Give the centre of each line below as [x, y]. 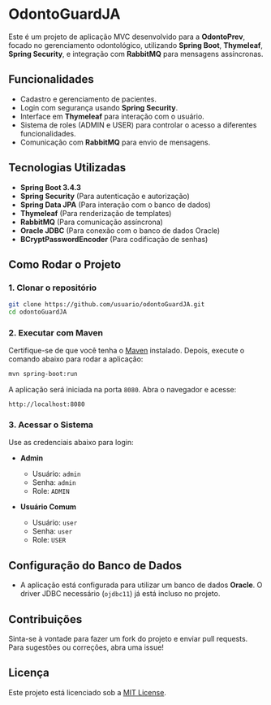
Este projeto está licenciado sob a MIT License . [87, 692]
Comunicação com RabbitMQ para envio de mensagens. [115, 142]
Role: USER [49, 540]
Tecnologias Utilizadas [67, 168]
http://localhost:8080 [47, 404]
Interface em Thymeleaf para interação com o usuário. [112, 116]
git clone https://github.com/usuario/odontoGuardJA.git [107, 305]
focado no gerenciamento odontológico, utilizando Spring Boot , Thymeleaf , [136, 45]
